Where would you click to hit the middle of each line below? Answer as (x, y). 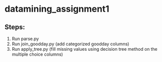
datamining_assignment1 (57, 9)
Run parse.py (25, 39)
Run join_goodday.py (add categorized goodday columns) (70, 44)
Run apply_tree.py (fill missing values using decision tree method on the (84, 49)
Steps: (15, 27)
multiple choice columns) (37, 54)
